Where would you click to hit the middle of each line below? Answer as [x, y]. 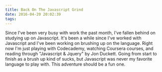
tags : [11, 19]
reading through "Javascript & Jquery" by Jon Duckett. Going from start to [81, 54]
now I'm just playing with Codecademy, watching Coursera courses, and [79, 49]
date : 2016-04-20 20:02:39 [33, 14]
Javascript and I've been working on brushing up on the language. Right [79, 43]
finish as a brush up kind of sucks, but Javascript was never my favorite [79, 59]
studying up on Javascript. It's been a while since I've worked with [73, 38]
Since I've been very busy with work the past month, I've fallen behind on [80, 33]
